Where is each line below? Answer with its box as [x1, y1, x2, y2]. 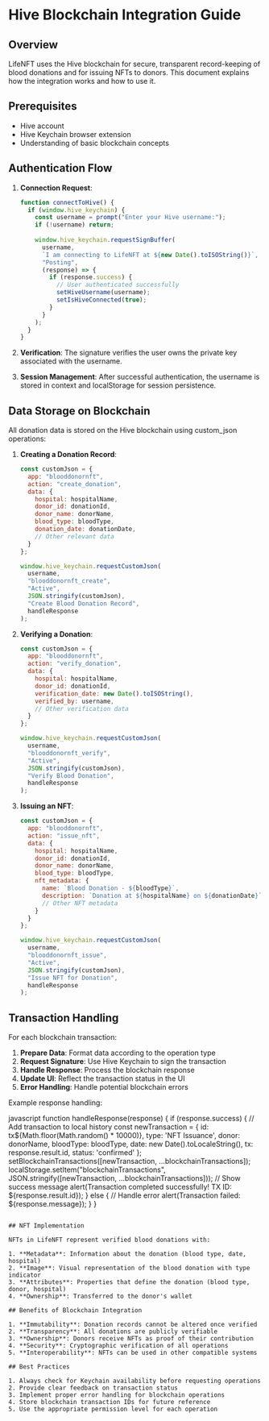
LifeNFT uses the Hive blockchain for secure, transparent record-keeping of [8, 59, 261, 69]
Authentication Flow [8, 161, 113, 175]
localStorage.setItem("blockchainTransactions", [8, 1165, 167, 1174]
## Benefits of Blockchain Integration [8, 1307, 143, 1315]
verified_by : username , [35, 697, 114, 705]
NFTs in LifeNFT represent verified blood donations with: [8, 1236, 211, 1244]
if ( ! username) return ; [35, 221, 114, 229]
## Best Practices [8, 1363, 70, 1371]
